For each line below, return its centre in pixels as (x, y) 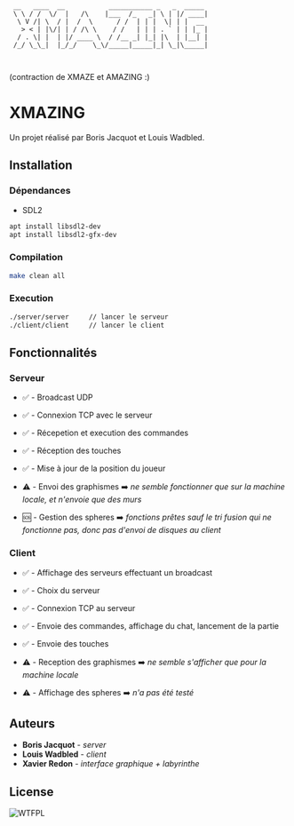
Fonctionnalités (53, 352)
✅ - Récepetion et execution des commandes (105, 433)
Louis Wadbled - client (64, 754)
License (32, 792)
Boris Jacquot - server (64, 745)
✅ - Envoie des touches (65, 643)
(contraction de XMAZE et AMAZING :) (79, 77)
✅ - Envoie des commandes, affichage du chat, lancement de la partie (151, 625)
